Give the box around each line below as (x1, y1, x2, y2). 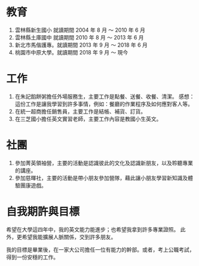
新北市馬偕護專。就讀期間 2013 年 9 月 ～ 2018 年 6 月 (14, 41, 148, 48)
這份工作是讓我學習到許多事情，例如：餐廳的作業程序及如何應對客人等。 (14, 100, 193, 108)
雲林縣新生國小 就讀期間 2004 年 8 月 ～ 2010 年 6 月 (14, 26, 145, 33)
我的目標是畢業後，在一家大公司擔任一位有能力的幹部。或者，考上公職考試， (6, 246, 195, 253)
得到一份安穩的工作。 (6, 253, 59, 261)
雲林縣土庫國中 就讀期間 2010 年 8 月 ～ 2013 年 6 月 (14, 33, 145, 41)
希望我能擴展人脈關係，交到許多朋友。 (22, 233, 117, 240)
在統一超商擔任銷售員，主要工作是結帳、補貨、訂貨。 (14, 108, 146, 115)
